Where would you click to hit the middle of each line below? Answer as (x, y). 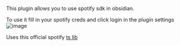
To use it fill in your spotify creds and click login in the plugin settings (90, 20)
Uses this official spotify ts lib (42, 37)
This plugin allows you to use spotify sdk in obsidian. (70, 8)
